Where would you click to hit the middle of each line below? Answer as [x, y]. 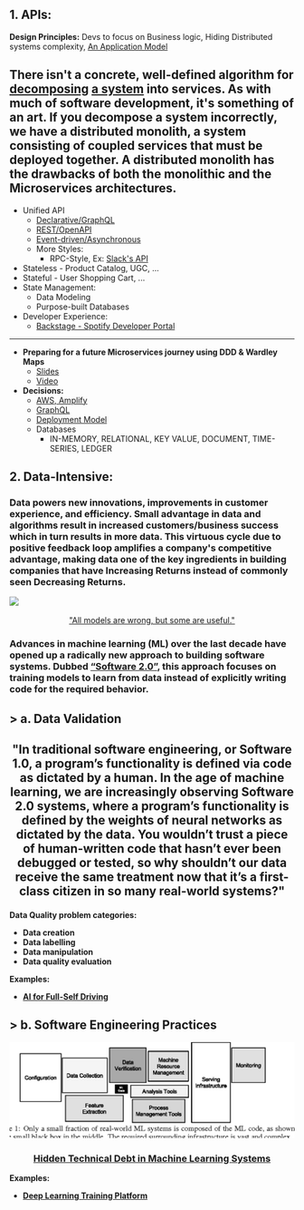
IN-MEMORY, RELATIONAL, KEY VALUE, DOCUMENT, [150, 438]
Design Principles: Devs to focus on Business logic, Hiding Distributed [141, 36]
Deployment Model [71, 419]
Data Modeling [63, 297]
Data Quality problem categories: [73, 915]
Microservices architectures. [93, 188]
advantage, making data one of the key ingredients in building [148, 559]
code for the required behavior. [79, 689]
